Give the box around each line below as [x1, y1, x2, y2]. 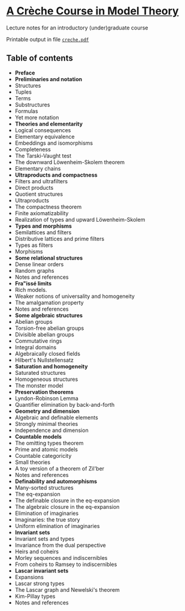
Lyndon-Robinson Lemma [14, 395, 79, 402]
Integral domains [14, 344, 57, 351]
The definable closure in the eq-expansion [14, 497, 120, 504]
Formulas [14, 107, 38, 115]
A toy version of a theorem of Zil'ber [14, 464, 105, 472]
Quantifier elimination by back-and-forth [14, 401, 115, 408]
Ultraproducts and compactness [14, 171, 98, 178]
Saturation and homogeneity [14, 362, 88, 370]
